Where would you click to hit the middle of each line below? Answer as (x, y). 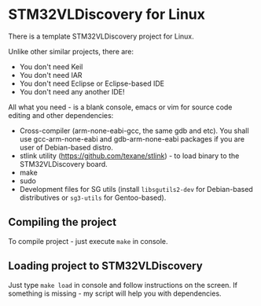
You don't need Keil (51, 66)
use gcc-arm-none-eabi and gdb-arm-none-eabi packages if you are (132, 138)
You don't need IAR (51, 75)
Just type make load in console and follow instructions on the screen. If (123, 285)
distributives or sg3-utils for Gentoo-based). (93, 197)
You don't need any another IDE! (72, 91)
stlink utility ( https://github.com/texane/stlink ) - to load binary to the (129, 156)
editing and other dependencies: (61, 115)
